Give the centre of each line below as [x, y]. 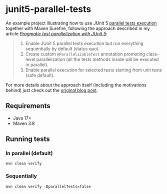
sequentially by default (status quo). [62, 48]
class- [153, 54]
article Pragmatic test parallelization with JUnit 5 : [56, 33]
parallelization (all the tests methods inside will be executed [97, 59]
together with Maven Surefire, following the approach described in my [78, 28]
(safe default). [40, 75]
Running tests [28, 139]
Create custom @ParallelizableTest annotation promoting [85, 54]
